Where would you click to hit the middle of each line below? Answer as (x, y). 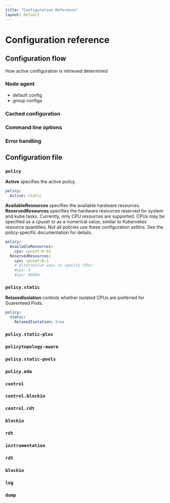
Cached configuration (33, 113)
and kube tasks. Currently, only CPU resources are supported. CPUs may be (85, 216)
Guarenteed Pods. (24, 303)
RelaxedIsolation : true (40, 322)
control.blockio (25, 396)
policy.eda (19, 371)
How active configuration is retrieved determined (57, 71)
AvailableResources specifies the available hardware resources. (73, 205)
